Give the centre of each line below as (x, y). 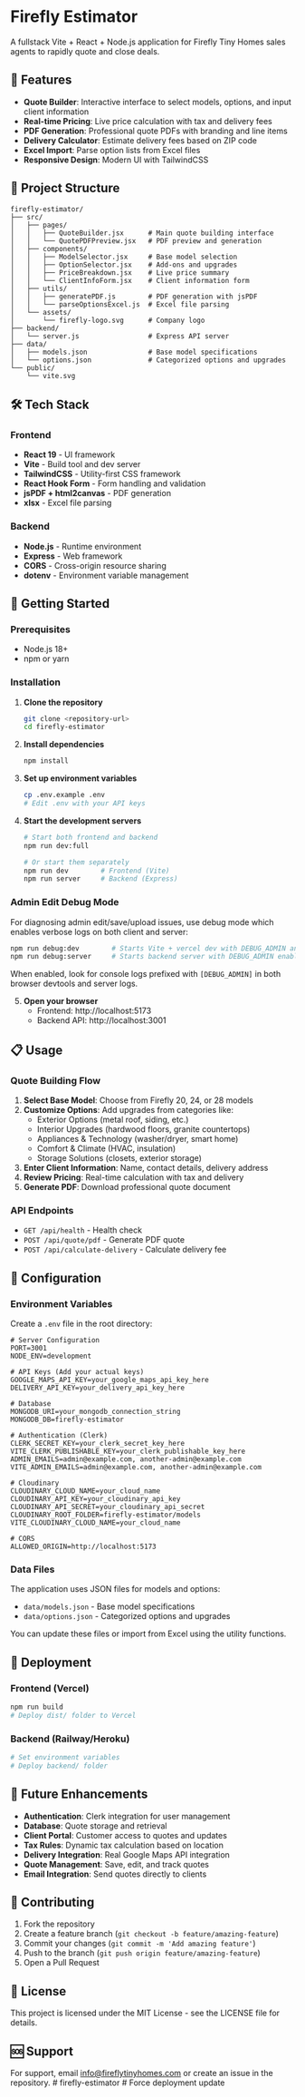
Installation (36, 682)
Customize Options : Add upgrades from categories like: (129, 1110)
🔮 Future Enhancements (79, 1795)
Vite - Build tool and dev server (82, 464)
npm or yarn (46, 658)
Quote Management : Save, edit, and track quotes (116, 1864)
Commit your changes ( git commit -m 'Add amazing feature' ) (139, 1944)
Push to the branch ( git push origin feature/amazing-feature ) (142, 1953)
